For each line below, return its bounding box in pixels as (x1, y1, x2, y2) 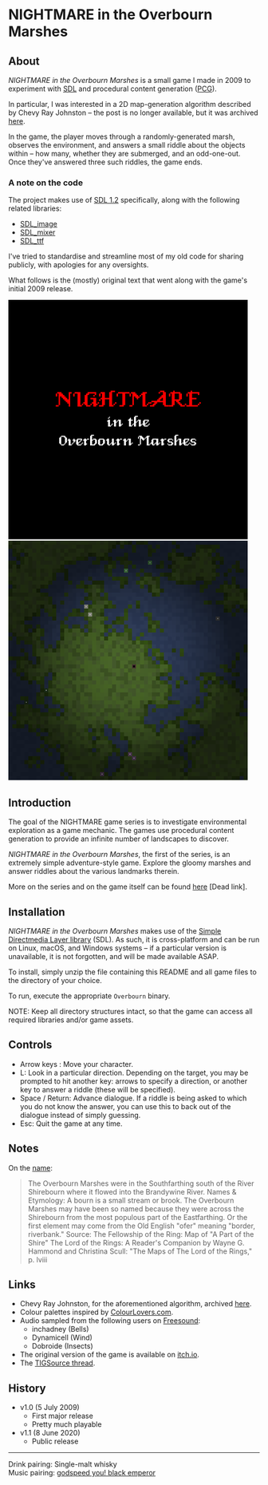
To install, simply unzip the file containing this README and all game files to (8, 967, 257, 977)
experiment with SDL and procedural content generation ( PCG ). (8, 84, 217, 93)
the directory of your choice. (8, 975, 102, 985)
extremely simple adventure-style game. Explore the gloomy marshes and (8, 858, 251, 867)
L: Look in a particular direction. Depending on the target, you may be (19, 1068, 249, 1077)
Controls (8, 1038, 53, 1052)
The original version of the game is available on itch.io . (19, 1350, 199, 1360)
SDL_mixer (19, 227, 56, 237)
